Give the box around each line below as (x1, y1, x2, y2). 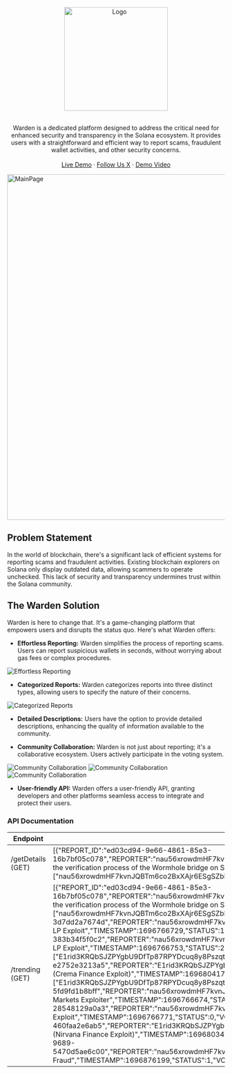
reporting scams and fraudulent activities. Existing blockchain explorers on (7, 558, 220, 566)
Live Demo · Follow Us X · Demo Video (61, 160, 171, 169)
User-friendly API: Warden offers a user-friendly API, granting (17, 784, 195, 792)
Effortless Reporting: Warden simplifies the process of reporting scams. (17, 639, 224, 647)
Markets (52, 995, 79, 1004)
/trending (10, 964, 41, 974)
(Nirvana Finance (52, 1029, 109, 1039)
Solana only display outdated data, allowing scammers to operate (7, 565, 193, 573)
